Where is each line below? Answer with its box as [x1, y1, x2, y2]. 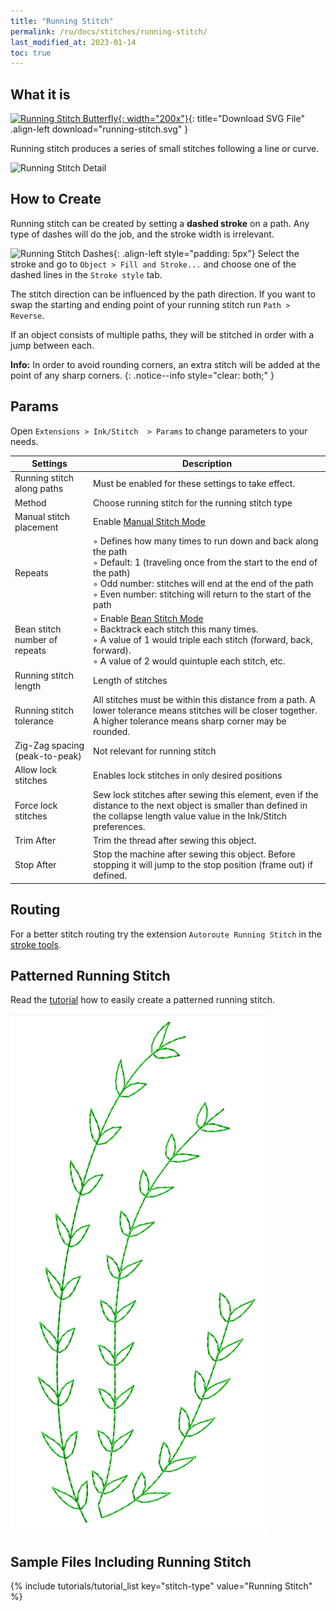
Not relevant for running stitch [93, 745, 217, 757]
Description [181, 458, 233, 470]
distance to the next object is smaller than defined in [93, 799, 308, 811]
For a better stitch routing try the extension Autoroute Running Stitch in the [10, 928, 322, 940]
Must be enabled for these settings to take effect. [93, 477, 296, 489]
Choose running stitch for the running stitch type [93, 496, 293, 509]
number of [14, 634, 58, 646]
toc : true [10, 48, 52, 58]
